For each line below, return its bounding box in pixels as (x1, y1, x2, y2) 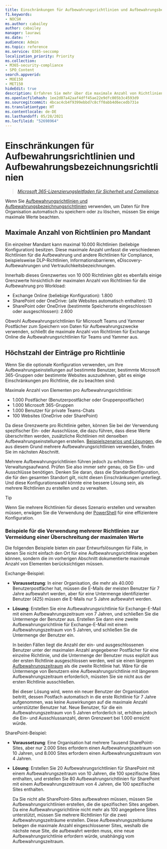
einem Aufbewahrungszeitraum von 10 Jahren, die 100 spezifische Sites (12, 771, 160, 777)
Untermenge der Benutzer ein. (12, 632, 75, 638)
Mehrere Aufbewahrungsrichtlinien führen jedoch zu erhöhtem (5, 459, 134, 465)
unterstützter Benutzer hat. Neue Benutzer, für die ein (12, 704, 123, 710)
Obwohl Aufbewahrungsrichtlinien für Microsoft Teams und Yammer (5, 318, 145, 324)
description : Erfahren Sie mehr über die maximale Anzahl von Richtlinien (5, 91, 164, 96)
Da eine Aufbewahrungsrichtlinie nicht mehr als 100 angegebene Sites (12, 807, 157, 813)
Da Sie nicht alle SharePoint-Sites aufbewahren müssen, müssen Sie (12, 796, 153, 802)
